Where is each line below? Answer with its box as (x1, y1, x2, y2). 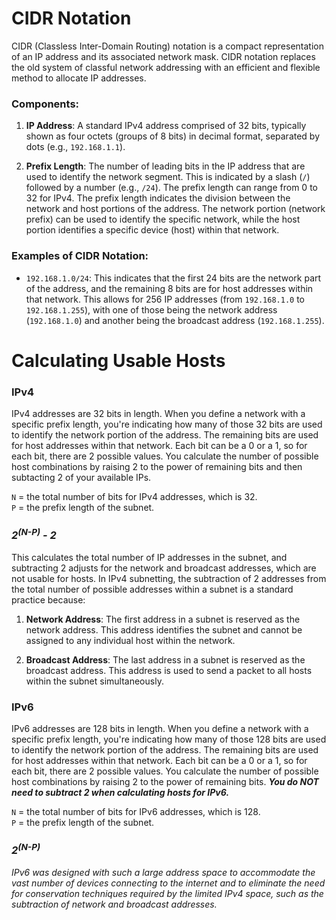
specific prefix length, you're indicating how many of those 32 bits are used (11, 418, 323, 431)
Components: (11, 97, 80, 111)
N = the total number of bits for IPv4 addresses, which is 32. (11, 491, 258, 503)
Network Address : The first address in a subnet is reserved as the (25, 613, 301, 625)
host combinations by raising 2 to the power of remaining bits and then (11, 461, 303, 473)
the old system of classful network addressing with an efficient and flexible (11, 61, 321, 73)
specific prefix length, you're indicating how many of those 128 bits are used (11, 733, 327, 746)
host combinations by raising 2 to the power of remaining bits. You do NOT (11, 776, 319, 788)
